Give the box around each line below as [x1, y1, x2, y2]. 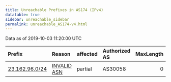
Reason [51, 51, 71, 58]
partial [76, 65, 92, 72]
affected [76, 51, 98, 58]
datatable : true [5, 12, 40, 17]
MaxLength [135, 51, 164, 58]
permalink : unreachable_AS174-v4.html [5, 21, 88, 27]
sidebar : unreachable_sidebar [5, 17, 70, 22]
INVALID [51, 62, 72, 69]
